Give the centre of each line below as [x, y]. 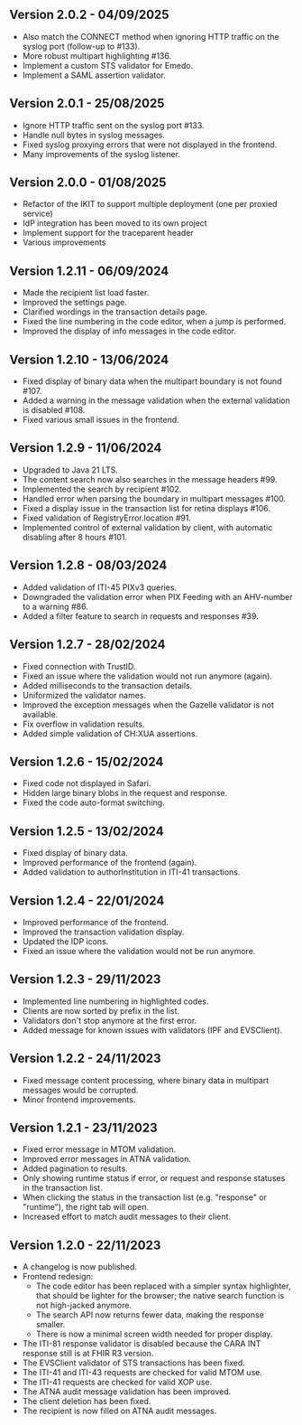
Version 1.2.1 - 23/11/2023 [83, 1127]
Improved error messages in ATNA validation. [107, 1159]
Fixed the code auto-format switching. [93, 802]
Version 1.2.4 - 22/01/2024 [87, 900]
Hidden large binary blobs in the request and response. [125, 793]
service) [38, 214]
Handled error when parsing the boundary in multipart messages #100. [154, 498]
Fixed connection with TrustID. [79, 666]
